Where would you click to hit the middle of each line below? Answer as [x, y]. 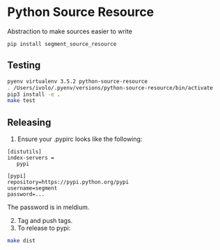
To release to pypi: [44, 228]
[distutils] [24, 152]
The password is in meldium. [48, 207]
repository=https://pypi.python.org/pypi [68, 182]
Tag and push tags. [45, 221]
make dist [22, 241]
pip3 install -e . [34, 94]
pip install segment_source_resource [62, 44]
